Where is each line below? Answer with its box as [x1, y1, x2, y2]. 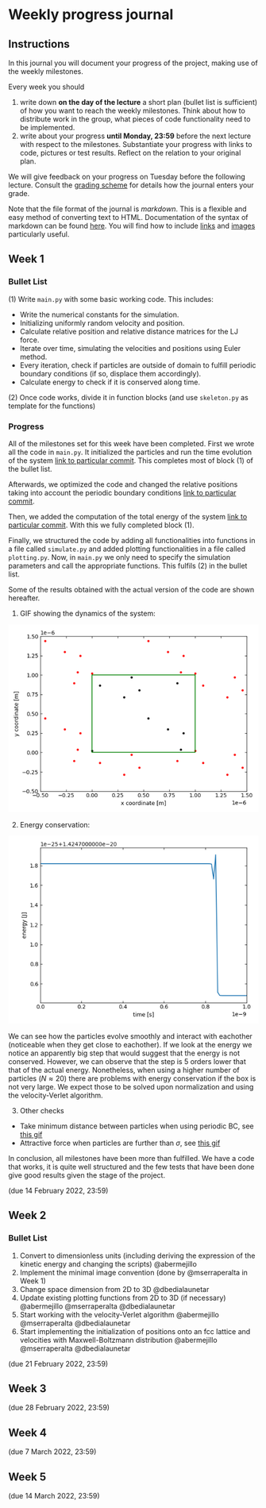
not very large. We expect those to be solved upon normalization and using [8, 1082, 254, 1091]
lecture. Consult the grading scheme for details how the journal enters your [8, 180, 254, 190]
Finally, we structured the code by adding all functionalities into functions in [8, 535, 256, 545]
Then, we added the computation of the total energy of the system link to [8, 511, 248, 521]
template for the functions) [8, 401, 96, 411]
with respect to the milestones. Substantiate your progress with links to [19, 140, 253, 148]
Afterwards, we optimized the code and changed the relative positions [8, 479, 238, 489]
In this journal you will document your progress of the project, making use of [8, 58, 258, 67]
